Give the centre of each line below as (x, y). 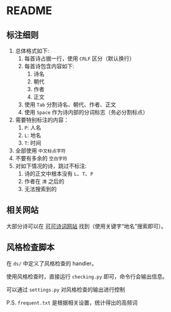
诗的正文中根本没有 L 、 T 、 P (59, 174)
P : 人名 (33, 127)
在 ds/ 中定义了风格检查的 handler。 (52, 263)
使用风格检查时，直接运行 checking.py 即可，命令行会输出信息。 (87, 276)
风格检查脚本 (31, 247)
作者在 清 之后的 (44, 181)
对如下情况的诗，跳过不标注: (51, 166)
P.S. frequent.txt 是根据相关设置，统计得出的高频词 (72, 302)
